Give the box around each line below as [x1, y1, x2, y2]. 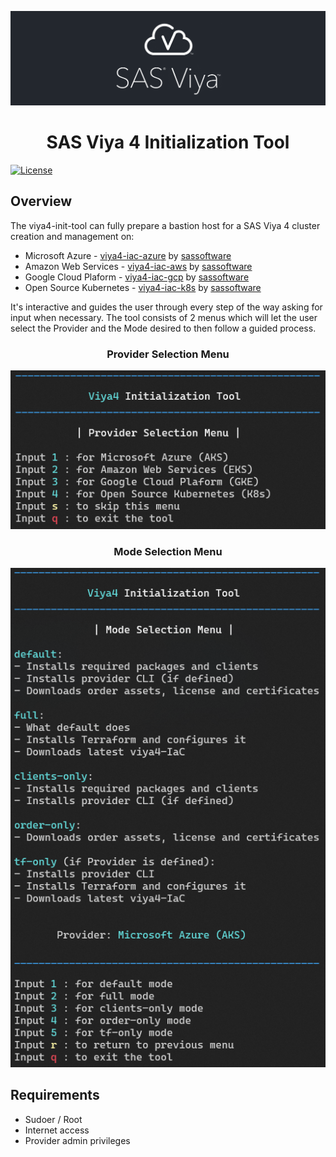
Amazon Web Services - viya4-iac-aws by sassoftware [24, 260, 253, 272]
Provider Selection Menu [106, 347, 230, 361]
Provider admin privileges [24, 1134, 131, 1146]
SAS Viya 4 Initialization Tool [46, 131, 290, 154]
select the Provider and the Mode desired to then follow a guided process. [10, 322, 317, 334]
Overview [10, 193, 73, 210]
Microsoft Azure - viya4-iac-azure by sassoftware [24, 249, 232, 261]
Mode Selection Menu [113, 544, 223, 558]
